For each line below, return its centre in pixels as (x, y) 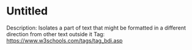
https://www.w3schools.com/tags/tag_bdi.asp (65, 40)
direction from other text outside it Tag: (56, 34)
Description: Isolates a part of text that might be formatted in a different (96, 28)
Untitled (27, 11)
